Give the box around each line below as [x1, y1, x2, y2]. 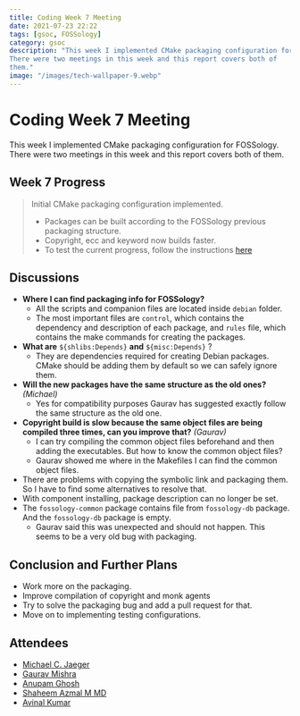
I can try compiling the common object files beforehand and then [35, 436, 275, 447]
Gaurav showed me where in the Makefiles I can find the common [35, 455, 278, 466]
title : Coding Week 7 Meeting [9, 13, 122, 22]
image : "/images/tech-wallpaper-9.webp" [9, 72, 162, 80]
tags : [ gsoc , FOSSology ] [9, 29, 102, 38]
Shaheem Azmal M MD [21, 687, 107, 698]
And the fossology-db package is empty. [21, 512, 171, 523]
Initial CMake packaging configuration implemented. [30, 198, 223, 209]
